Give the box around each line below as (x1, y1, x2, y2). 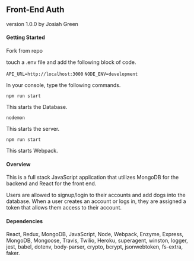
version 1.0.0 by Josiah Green (6, 20, 79, 27)
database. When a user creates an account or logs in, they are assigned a (6, 198, 186, 205)
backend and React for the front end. (6, 180, 97, 187)
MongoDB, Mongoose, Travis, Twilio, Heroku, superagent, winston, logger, (6, 237, 188, 244)
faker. (6, 250, 20, 257)
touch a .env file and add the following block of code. (6, 59, 136, 66)
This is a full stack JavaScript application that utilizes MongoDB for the (6, 174, 179, 181)
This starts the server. (6, 125, 60, 133)
